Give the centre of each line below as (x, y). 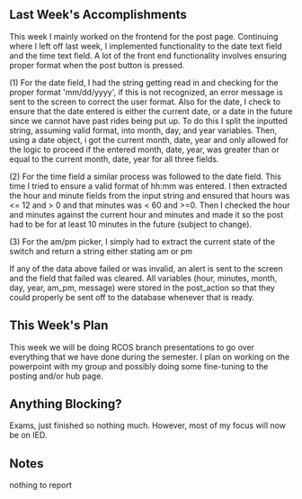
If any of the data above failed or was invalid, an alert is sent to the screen (146, 268)
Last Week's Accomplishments (98, 15)
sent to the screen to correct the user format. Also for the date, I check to (145, 102)
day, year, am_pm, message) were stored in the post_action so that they (142, 288)
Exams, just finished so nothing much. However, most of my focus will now (147, 425)
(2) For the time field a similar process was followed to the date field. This (145, 176)
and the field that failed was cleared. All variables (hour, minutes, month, (143, 278)
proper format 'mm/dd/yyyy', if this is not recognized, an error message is (146, 92)
